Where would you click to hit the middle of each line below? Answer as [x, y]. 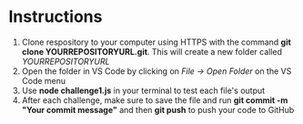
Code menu [44, 80]
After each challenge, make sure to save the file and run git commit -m [155, 100]
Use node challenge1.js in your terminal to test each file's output [143, 90]
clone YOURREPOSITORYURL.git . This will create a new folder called [152, 51]
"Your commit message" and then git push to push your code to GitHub [158, 109]
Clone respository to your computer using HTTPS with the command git [157, 42]
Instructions [56, 17]
